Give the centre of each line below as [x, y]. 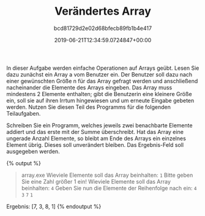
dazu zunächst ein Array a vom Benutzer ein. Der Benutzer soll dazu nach [99, 74]
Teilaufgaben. [24, 113]
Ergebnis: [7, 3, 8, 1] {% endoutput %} [54, 206]
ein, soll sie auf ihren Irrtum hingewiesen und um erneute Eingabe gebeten [100, 100]
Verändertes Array [103, 11]
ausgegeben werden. [33, 151]
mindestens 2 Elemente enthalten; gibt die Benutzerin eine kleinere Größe [99, 94]
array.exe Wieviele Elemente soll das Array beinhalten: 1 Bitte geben [107, 175]
